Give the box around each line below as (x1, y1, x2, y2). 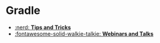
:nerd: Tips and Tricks (14, 24, 71, 31)
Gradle (5, 4, 41, 18)
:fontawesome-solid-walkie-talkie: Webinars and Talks (14, 30, 154, 37)
